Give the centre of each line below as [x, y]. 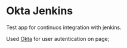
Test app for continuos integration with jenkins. [64, 27]
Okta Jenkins [40, 11]
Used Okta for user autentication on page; [58, 39]
